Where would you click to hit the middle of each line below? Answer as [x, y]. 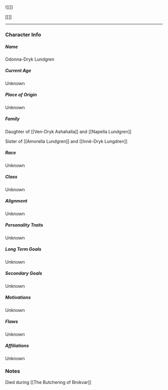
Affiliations [17, 346]
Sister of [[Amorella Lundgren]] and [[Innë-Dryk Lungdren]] [66, 141]
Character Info [23, 35]
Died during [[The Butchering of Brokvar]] [48, 382]
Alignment [16, 201]
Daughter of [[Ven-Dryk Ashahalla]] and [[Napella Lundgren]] [68, 131]
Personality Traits [24, 225]
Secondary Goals [24, 273]
